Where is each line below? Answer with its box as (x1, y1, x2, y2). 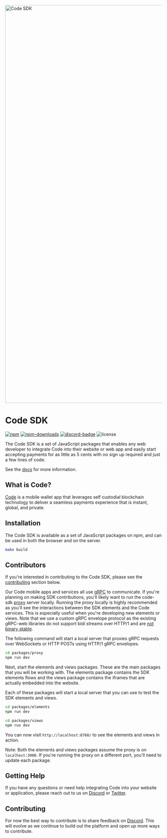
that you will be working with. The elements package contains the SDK (5, 669, 150, 675)
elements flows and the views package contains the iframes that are (5, 675, 145, 680)
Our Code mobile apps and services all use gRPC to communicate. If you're (5, 589, 160, 595)
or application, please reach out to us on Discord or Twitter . (5, 790, 127, 796)
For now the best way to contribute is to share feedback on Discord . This (5, 818, 155, 824)
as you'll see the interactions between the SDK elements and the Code (5, 605, 150, 611)
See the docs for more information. (5, 466, 77, 472)
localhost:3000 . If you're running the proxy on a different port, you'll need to (5, 752, 162, 758)
